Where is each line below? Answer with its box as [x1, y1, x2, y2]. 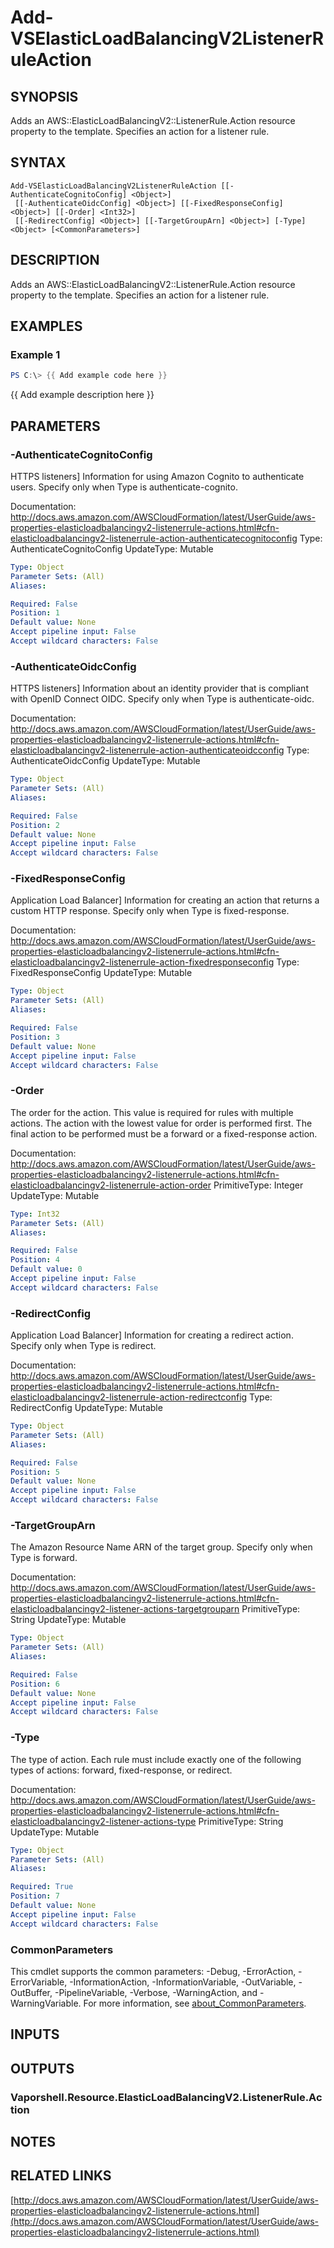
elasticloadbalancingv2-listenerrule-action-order [10, 1179, 212, 1191]
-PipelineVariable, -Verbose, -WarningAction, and [54, 1986, 258, 1998]
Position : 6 [10, 1679, 60, 1689]
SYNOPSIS [10, 88, 79, 105]
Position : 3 [10, 1032, 60, 1042]
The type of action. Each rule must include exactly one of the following [10, 1753, 302, 1765]
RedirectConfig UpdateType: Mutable [10, 1402, 163, 1414]
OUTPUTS [10, 2060, 75, 2077]
